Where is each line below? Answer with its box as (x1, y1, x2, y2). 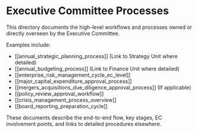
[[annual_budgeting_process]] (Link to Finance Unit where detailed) (14, 65, 180, 72)
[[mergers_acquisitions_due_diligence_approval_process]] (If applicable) (14, 84, 191, 91)
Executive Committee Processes (6, 4, 170, 18)
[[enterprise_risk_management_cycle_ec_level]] (14, 71, 131, 78)
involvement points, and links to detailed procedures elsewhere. (6, 120, 162, 127)
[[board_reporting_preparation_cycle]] (14, 102, 108, 109)
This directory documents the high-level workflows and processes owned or (6, 24, 192, 31)
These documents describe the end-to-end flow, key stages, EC (6, 114, 163, 121)
